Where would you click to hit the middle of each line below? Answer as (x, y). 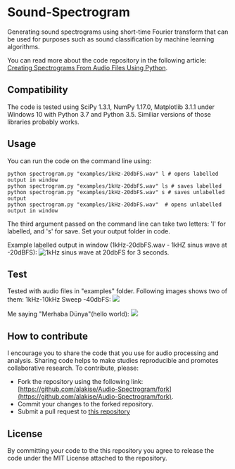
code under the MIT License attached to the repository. (87, 458)
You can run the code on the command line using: (80, 161)
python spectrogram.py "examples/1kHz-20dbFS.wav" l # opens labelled (113, 174)
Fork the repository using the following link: (80, 382)
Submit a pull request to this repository (74, 411)
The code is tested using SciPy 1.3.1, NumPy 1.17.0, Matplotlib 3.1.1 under (111, 107)
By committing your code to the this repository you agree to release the (111, 450)
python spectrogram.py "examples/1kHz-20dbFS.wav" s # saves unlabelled (116, 192)
